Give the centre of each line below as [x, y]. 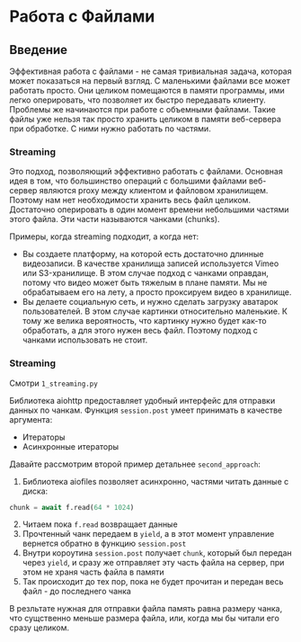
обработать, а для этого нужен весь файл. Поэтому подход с [140, 331]
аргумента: [31, 419]
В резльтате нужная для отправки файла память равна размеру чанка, [146, 609]
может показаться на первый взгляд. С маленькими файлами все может [150, 81]
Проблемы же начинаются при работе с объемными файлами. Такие [142, 109]
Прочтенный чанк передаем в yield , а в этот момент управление [148, 534]
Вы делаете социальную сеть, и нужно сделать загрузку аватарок [150, 302]
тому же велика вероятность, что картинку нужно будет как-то [144, 321]
